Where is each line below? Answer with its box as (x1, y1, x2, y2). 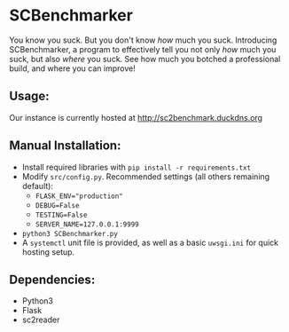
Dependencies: (9, 272, 96, 287)
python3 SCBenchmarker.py (21, 229, 118, 238)
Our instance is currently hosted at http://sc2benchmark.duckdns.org (9, 112, 263, 123)
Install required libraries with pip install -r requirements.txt (21, 162, 251, 172)
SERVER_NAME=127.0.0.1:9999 (35, 219, 139, 229)
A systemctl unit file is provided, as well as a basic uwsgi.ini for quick (21, 237, 279, 248)
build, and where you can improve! (9, 63, 136, 74)
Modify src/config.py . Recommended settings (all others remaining (21, 170, 270, 182)
